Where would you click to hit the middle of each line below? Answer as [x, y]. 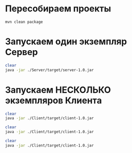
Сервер [22, 52]
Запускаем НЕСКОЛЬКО [58, 90]
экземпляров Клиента [54, 100]
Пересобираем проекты [58, 9]
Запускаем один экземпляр [66, 41]
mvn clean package [24, 22]
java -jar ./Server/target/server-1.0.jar [49, 70]
